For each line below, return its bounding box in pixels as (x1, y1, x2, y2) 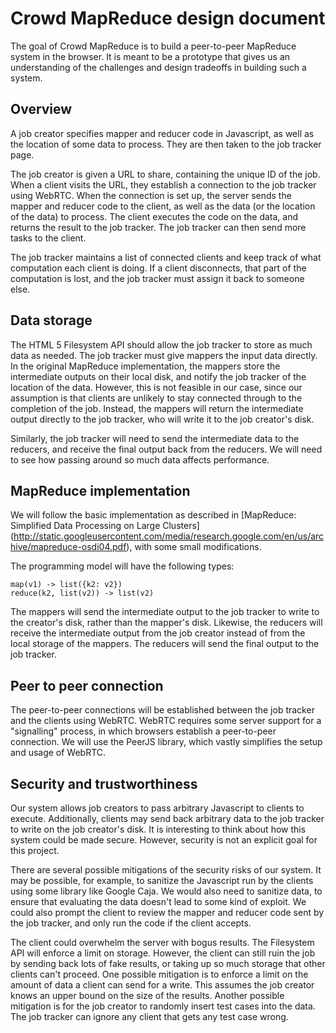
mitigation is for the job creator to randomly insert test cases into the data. (10, 1000, 316, 1012)
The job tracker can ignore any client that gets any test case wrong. (10, 1011, 289, 1022)
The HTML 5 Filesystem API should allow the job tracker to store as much (10, 338, 313, 351)
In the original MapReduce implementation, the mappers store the (10, 360, 281, 372)
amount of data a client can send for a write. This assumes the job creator (10, 979, 315, 991)
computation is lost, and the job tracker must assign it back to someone (10, 272, 305, 284)
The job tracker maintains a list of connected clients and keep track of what (10, 251, 322, 263)
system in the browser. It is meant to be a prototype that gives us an (10, 50, 291, 62)
